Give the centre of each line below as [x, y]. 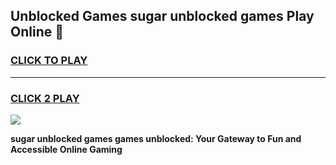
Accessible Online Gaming [66, 149]
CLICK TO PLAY [49, 61]
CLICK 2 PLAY [45, 98]
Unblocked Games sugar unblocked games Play [162, 16]
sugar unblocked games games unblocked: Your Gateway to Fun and [156, 138]
